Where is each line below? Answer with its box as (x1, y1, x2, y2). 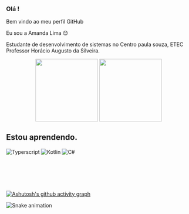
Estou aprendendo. (6, 132, 77, 142)
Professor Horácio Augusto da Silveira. (6, 47, 100, 54)
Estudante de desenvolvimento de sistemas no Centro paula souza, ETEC (6, 41, 184, 48)
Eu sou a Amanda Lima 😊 (6, 29, 69, 37)
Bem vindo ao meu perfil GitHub (6, 18, 84, 25)
